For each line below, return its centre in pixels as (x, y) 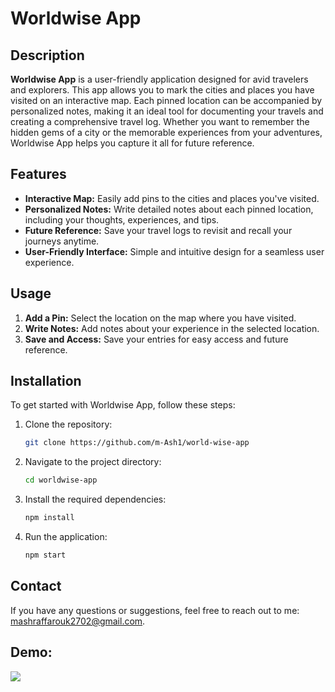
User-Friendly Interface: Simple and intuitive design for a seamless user (174, 251)
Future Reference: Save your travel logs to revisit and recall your (158, 230)
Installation (46, 381)
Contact (36, 586)
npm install (49, 518)
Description (47, 55)
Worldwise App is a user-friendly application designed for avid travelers (159, 79)
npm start (45, 555)
